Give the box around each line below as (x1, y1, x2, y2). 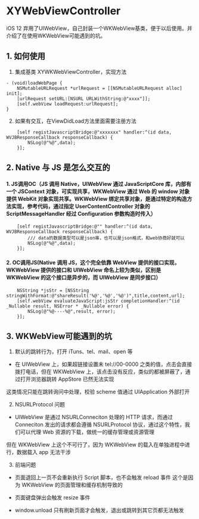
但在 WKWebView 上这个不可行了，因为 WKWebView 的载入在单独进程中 (6, 441, 185, 448)
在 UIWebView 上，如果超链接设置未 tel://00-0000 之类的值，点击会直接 (14, 360, 192, 368)
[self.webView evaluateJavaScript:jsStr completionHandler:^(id (17, 298, 180, 304)
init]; (6, 91, 23, 97)
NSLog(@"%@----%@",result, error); (27, 308, 116, 314)
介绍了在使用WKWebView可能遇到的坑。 (6, 32, 106, 39)
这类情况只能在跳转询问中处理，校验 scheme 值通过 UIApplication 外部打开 (6, 389, 190, 396)
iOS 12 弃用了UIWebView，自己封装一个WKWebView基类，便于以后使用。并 (6, 24, 192, 32)
